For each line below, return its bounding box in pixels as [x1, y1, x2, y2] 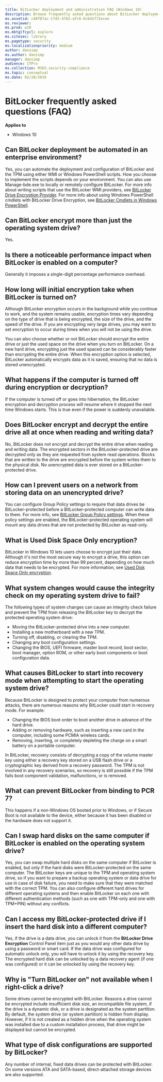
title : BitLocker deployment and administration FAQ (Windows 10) [5, 7, 142, 12]
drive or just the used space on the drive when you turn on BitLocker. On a [5, 341, 154, 347]
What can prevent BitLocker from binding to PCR [5, 787, 155, 795]
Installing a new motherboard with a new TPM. [12, 629, 105, 635]
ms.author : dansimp [5, 52, 45, 57]
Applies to [5, 122, 26, 128]
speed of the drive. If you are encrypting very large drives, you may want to [5, 321, 156, 327]
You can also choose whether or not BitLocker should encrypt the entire [5, 336, 149, 341]
